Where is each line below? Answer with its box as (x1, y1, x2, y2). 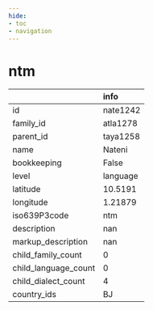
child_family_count (12, 249, 82, 261)
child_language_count (12, 262, 95, 274)
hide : (8, 11, 27, 20)
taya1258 (102, 131, 141, 142)
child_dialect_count (12, 276, 85, 287)
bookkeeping (12, 157, 62, 168)
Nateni (102, 144, 128, 155)
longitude (12, 197, 48, 208)
